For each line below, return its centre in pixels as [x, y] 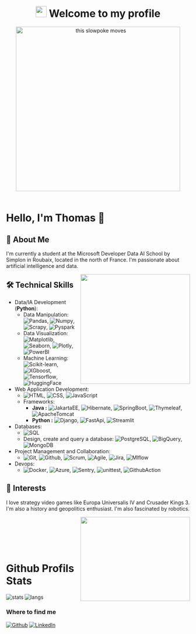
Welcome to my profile [105, 14]
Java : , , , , [107, 408]
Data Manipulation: [46, 314]
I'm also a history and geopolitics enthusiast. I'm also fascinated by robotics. [98, 508]
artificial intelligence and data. [42, 266]
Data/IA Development [40, 302]
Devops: [24, 464]
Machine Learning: [46, 358]
